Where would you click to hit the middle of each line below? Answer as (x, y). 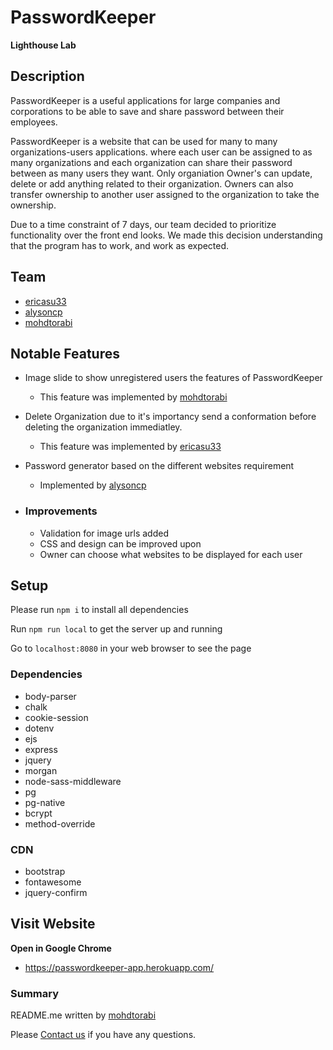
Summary (35, 993)
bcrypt (38, 813)
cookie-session (56, 717)
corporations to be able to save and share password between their (147, 111)
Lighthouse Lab (43, 45)
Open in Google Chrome (61, 948)
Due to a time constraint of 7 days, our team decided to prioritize (143, 224)
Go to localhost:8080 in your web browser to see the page (131, 648)
